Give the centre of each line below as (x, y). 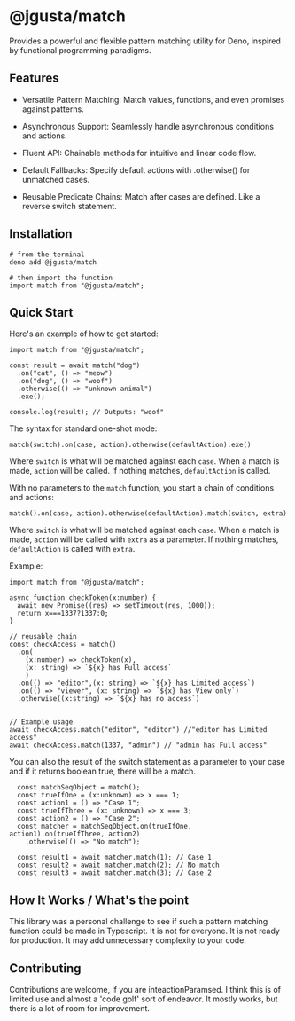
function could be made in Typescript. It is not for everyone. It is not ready (145, 931)
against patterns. (53, 109)
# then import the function (61, 278)
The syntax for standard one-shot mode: (83, 428)
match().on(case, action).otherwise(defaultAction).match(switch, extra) (148, 514)
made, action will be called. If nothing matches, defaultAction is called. (140, 471)
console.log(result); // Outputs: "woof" (87, 412)
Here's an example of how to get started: (84, 334)
